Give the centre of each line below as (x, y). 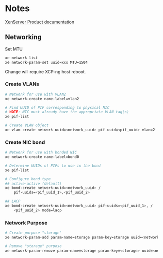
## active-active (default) (33, 183)
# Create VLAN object (27, 125)
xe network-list (21, 58)
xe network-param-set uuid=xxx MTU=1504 (47, 62)
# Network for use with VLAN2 (36, 94)
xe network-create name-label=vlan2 (42, 99)
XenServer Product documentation (40, 22)
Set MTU (14, 49)
